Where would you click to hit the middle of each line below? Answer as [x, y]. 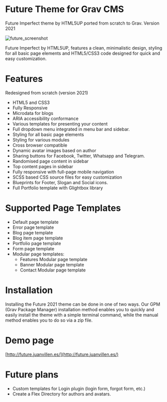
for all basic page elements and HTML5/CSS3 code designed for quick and [83, 53]
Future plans [32, 374]
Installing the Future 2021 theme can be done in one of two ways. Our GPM [83, 304]
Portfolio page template [37, 243]
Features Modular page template [54, 259]
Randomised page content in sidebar [50, 161]
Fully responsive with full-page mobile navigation [63, 172]
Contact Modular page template [53, 270]
